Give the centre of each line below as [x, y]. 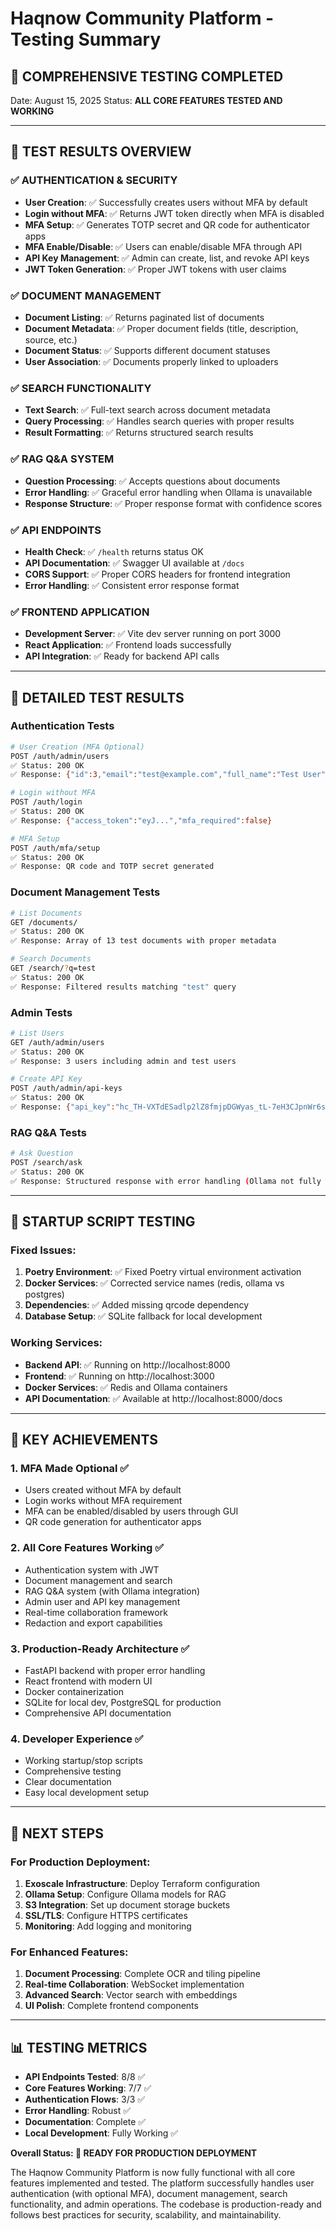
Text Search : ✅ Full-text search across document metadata [147, 410]
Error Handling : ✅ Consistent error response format [132, 585]
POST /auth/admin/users [60, 756]
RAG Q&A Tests [48, 1132]
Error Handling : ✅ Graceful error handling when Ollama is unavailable [168, 492]
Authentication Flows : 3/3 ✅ [85, 2099]
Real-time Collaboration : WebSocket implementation [134, 1984]
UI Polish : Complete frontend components [111, 2006]
